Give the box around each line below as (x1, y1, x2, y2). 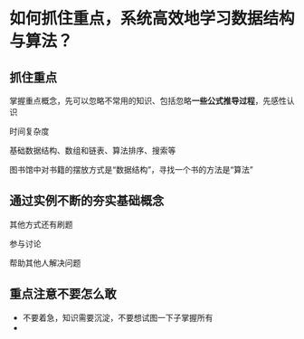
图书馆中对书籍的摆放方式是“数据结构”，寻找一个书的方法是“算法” (9, 165, 253, 174)
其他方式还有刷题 (9, 219, 73, 230)
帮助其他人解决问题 (9, 257, 81, 268)
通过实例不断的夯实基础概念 (9, 193, 165, 209)
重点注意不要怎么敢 (9, 287, 117, 302)
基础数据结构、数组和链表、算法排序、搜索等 (9, 146, 176, 155)
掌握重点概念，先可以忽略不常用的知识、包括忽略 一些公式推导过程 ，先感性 (9, 96, 287, 106)
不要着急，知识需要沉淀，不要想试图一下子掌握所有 (22, 312, 214, 323)
